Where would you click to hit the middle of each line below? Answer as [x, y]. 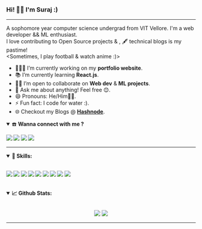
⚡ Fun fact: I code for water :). [52, 103]
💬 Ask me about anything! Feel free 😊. [63, 90]
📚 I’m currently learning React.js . [57, 75]
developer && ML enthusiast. [42, 35]
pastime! [17, 50]
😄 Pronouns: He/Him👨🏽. [45, 96]
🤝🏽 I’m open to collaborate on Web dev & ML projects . [82, 84]
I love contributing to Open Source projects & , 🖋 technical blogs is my [94, 41]
